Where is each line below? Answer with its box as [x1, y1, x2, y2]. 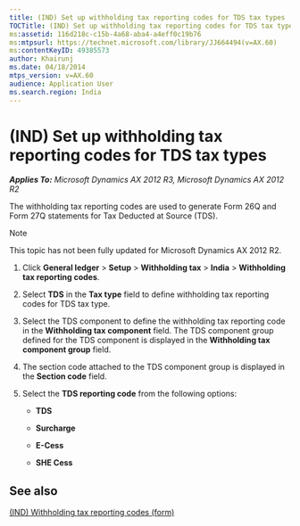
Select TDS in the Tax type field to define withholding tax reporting [21, 289, 270, 300]
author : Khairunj [9, 54, 74, 63]
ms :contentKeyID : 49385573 [9, 46, 110, 55]
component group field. [21, 344, 112, 355]
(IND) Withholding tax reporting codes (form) [9, 507, 175, 518]
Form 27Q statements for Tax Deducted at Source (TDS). [9, 210, 219, 221]
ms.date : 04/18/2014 [9, 63, 87, 72]
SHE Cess [35, 457, 73, 468]
